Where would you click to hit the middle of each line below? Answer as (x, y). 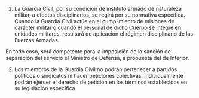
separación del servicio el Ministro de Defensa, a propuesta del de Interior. (97, 58)
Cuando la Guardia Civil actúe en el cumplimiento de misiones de (94, 21)
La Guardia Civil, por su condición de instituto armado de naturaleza (98, 9)
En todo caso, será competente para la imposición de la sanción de (88, 52)
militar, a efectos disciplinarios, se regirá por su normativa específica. (100, 15)
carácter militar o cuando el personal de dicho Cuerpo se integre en (98, 27)
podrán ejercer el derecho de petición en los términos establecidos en (101, 82)
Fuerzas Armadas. (37, 40)
